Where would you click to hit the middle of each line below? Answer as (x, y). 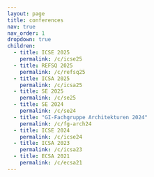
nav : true (22, 26)
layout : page (26, 14)
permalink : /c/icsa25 (51, 85)
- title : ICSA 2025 (42, 78)
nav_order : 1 (26, 33)
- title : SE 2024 (39, 105)
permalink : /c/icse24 (51, 137)
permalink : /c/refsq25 (53, 72)
